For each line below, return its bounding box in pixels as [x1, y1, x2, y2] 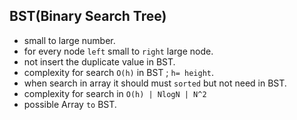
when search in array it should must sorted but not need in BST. [23, 77, 287, 89]
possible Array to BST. [23, 98, 117, 110]
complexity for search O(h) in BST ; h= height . [23, 66, 215, 78]
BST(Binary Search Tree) [9, 8, 167, 25]
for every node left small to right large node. [23, 45, 214, 57]
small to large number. [23, 34, 116, 46]
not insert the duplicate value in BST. [23, 55, 176, 68]
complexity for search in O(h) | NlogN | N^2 [23, 87, 207, 99]
